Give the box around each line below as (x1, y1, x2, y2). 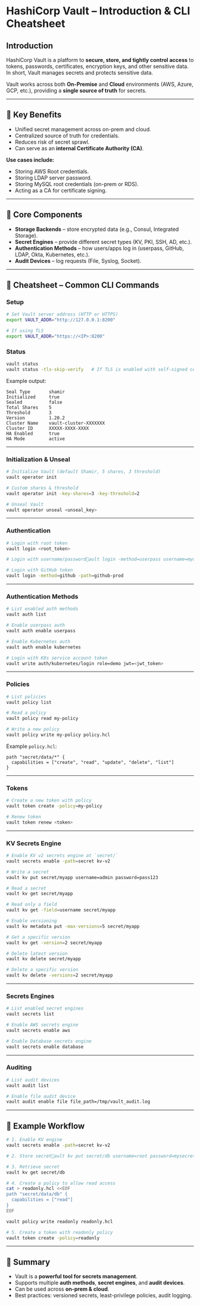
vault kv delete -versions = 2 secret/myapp (6, 972, 113, 979)
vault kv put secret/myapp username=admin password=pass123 (6, 874, 159, 880)
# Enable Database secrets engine (6, 1038, 92, 1044)
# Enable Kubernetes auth (6, 638, 70, 645)
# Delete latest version (6, 950, 68, 957)
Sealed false (6, 399, 62, 405)
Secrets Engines (6, 992, 55, 1000)
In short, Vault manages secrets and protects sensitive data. (6, 69, 154, 76)
